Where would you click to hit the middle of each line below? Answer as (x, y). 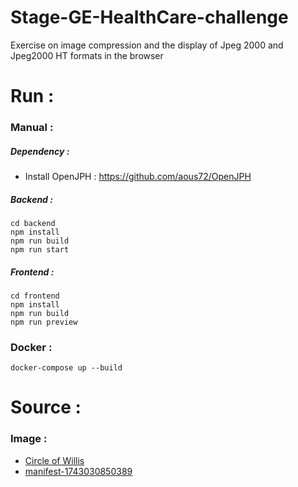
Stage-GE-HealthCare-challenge (149, 17)
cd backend (33, 223)
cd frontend (35, 296)
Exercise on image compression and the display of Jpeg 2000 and (147, 45)
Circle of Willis (54, 460)
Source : (46, 407)
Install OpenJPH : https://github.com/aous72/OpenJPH (138, 177)
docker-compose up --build (66, 368)
